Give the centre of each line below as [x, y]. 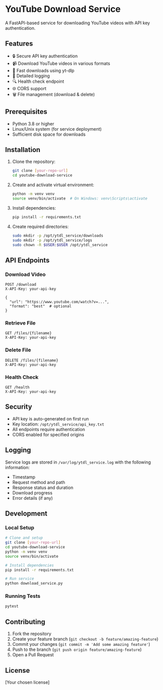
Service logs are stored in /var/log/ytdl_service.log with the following [78, 462]
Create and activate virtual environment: [53, 185]
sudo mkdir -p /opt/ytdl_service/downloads [58, 236]
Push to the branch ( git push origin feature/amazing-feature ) [77, 649]
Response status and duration [43, 487]
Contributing [25, 622]
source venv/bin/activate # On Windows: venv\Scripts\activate [80, 199]
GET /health [17, 387]
